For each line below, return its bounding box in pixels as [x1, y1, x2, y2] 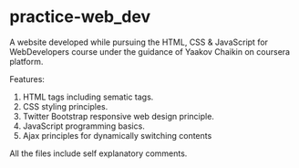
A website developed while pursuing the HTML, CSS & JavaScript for [9, 37, 269, 47]
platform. [9, 56, 44, 67]
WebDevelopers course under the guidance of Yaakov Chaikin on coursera [9, 46, 290, 57]
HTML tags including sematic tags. [22, 91, 154, 102]
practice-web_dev [9, 6, 151, 27]
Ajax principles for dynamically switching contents [22, 130, 212, 141]
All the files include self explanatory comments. [9, 148, 188, 159]
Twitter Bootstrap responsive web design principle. [22, 110, 214, 121]
